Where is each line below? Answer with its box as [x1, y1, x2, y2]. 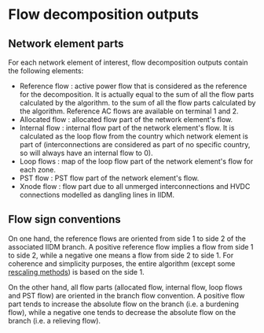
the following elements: [8, 66, 84, 76]
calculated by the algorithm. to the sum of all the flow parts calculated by [19, 98, 256, 107]
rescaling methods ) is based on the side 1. [8, 267, 145, 276]
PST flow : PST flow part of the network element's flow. [19, 173, 200, 183]
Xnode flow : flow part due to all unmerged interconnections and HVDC [19, 182, 251, 191]
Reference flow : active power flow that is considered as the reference [19, 81, 247, 91]
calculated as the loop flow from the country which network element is [19, 131, 249, 141]
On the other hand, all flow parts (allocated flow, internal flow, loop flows [8, 282, 243, 292]
